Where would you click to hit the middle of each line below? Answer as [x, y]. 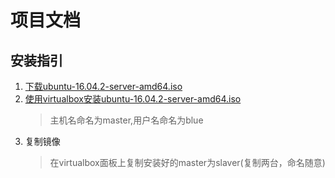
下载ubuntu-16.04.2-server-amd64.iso [103, 86]
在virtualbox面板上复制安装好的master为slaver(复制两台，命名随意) [187, 162]
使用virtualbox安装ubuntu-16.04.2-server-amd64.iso [133, 99]
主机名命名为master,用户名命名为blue [126, 120]
